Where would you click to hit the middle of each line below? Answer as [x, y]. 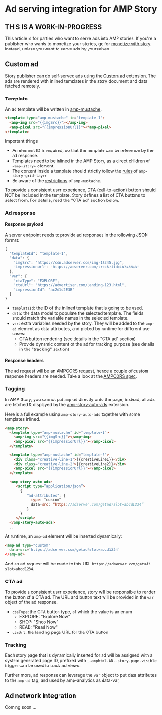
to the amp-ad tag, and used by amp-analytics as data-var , [62, 680]
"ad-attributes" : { [46, 495]
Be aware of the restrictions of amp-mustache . [57, 180]
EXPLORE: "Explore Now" [44, 616]
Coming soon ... [21, 707]
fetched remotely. [22, 86]
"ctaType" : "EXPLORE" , [37, 281]
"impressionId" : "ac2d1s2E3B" [44, 290]
